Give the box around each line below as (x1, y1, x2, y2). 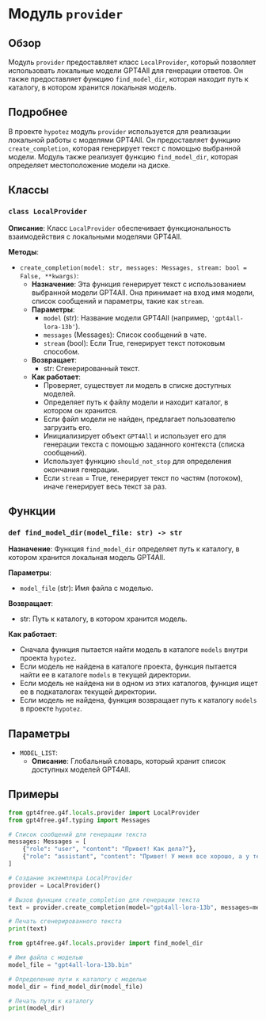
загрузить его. (43, 422, 93, 432)
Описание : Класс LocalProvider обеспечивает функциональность (8, 223, 231, 232)
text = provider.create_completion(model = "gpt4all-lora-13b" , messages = (8, 903, 253, 911)
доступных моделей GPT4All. (31, 765, 131, 774)
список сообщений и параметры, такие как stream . (31, 296, 204, 305)
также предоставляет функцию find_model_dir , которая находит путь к (8, 75, 249, 83)
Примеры (8, 788, 59, 801)
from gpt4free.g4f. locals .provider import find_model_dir (8, 939, 203, 948)
